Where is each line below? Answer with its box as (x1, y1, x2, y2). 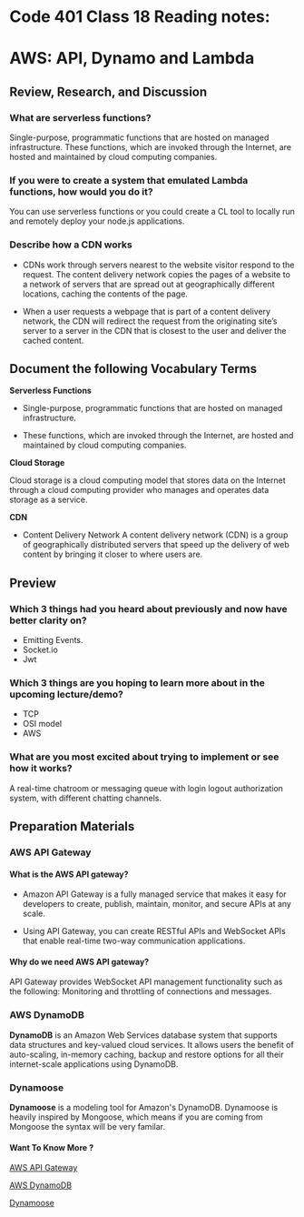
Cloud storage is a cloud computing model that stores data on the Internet (9, 475, 286, 486)
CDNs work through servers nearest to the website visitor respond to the (22, 259, 295, 270)
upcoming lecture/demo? (9, 689, 124, 701)
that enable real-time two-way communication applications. (22, 935, 246, 947)
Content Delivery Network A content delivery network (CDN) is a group (22, 529, 289, 540)
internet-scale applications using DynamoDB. (9, 1058, 179, 1070)
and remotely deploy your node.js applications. (9, 216, 185, 226)
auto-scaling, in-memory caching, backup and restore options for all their (9, 1049, 284, 1060)
